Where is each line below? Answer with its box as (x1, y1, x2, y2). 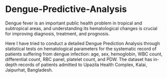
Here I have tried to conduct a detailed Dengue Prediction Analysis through (5, 40, 160, 46)
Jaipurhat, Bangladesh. (5, 66, 53, 73)
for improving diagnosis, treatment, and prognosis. (5, 30, 110, 36)
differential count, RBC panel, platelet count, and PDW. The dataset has (5, 56, 152, 62)
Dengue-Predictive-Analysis (5, 3, 127, 15)
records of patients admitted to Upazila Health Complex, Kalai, (18, 61, 147, 67)
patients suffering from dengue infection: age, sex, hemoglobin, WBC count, (5, 51, 163, 57)
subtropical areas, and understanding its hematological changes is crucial (5, 25, 158, 31)
